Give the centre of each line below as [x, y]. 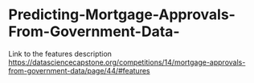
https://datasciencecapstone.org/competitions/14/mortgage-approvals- [127, 62]
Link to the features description [60, 53]
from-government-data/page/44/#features [79, 70]
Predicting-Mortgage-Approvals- [122, 15]
